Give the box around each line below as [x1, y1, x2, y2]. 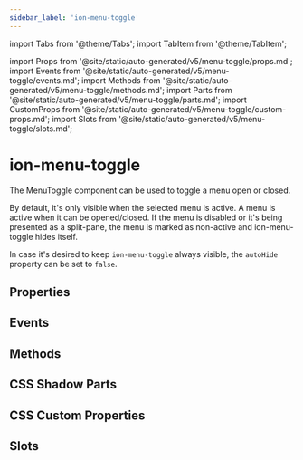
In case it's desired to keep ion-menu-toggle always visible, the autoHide [9, 248, 279, 259]
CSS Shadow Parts [9, 377, 118, 392]
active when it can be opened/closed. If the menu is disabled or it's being [9, 212, 283, 223]
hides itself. [34, 231, 79, 242]
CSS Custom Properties [9, 407, 146, 423]
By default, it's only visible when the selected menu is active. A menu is [9, 202, 276, 213]
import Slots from [52, 113, 118, 124]
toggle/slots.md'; [9, 123, 72, 134]
